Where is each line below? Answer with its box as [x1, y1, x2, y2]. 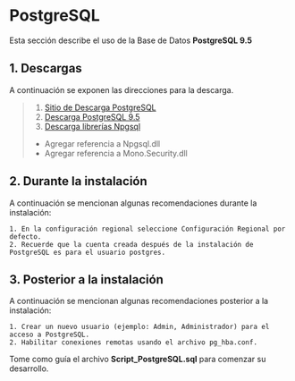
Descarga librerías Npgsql [44, 121, 141, 131]
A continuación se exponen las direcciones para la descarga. [9, 84, 234, 95]
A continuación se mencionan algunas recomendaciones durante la [9, 198, 257, 208]
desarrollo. [9, 363, 49, 374]
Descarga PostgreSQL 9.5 [44, 111, 140, 122]
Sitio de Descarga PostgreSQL [44, 102, 156, 113]
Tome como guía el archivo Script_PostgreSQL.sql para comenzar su [9, 354, 266, 365]
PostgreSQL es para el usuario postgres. [9, 248, 166, 257]
